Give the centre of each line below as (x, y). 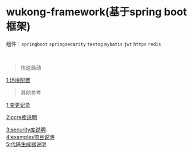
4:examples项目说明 (30, 137)
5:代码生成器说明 (26, 144)
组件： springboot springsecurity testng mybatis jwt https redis (84, 44)
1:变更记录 (18, 105)
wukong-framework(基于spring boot (96, 12)
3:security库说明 (26, 130)
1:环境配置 (18, 80)
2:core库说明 (22, 117)
